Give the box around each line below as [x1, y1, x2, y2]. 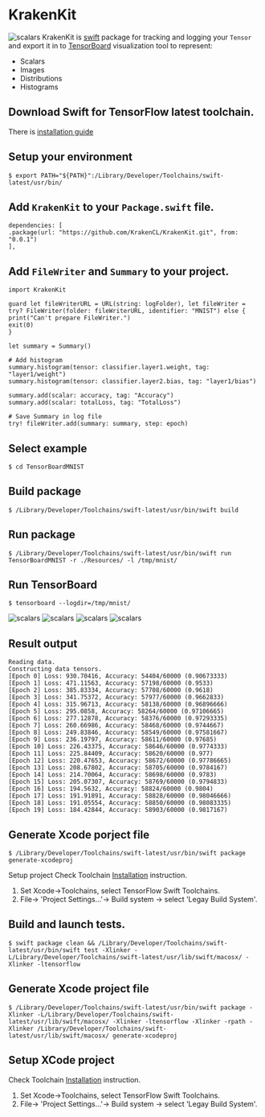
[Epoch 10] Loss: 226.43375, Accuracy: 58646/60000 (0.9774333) [8, 743, 228, 751]
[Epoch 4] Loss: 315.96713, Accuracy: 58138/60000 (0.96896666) [8, 700, 228, 709]
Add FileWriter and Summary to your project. [8, 264, 230, 278]
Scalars [19, 56, 46, 66]
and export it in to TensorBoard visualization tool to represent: [8, 40, 213, 50]
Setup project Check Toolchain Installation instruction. [8, 871, 187, 880]
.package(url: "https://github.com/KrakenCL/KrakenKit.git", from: [8, 229, 239, 237]
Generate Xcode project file [8, 982, 149, 995]
